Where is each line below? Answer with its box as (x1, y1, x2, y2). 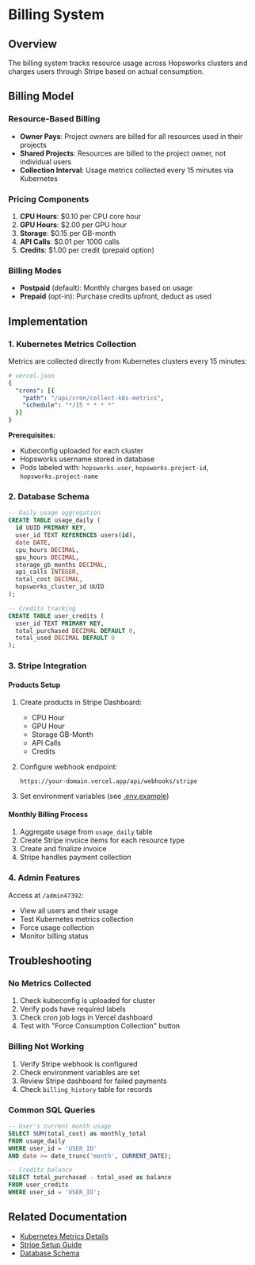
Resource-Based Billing (8, 114, 101, 125)
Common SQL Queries (8, 1104, 96, 1115)
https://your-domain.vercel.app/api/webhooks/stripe (19, 777, 198, 785)
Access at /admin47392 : (8, 890, 84, 900)
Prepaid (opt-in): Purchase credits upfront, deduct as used (19, 291, 212, 301)
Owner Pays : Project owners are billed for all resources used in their (19, 131, 243, 141)
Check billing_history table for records (19, 1084, 153, 1093)
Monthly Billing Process (8, 809, 89, 819)
